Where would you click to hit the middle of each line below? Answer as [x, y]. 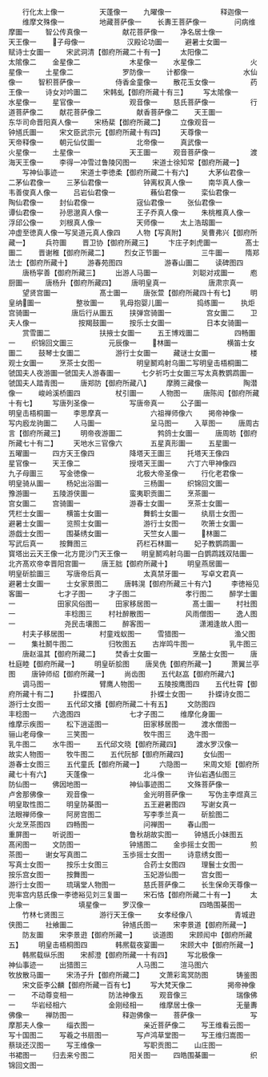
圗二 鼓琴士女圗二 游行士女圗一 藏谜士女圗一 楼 [133, 353]
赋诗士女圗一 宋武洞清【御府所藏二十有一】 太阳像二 [108, 52]
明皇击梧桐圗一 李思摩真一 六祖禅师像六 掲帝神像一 [126, 413]
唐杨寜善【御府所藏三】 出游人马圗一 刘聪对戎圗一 [128, 272]
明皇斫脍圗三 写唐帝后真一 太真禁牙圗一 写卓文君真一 [126, 573]
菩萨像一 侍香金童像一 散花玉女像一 [134, 82]
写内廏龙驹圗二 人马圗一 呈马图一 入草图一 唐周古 [134, 423]
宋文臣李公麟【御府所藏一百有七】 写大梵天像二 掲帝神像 [139, 985]
